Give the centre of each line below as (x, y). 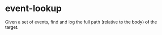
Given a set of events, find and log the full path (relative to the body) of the (81, 22)
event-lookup (33, 9)
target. (12, 27)
